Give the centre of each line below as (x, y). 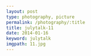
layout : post (22, 11)
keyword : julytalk (28, 38)
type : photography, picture (41, 17)
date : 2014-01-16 (27, 33)
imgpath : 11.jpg (26, 44)
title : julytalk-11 (30, 28)
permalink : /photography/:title (45, 22)
